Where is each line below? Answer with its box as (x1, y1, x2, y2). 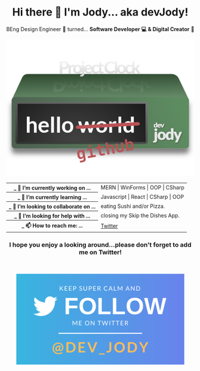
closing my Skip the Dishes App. (100, 212, 180, 219)
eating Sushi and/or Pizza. (100, 203, 165, 210)
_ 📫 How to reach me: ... (21, 222, 84, 229)
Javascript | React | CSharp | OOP (100, 194, 184, 201)
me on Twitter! (78, 248, 122, 256)
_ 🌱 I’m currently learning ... (17, 194, 87, 201)
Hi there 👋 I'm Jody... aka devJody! (12, 5, 189, 19)
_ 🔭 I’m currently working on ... (14, 184, 91, 191)
